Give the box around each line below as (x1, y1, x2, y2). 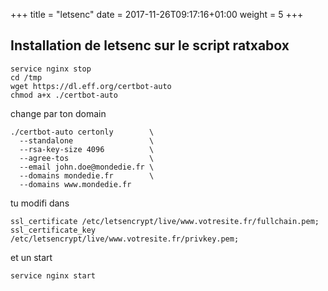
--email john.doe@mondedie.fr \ (19, 162, 155, 172)
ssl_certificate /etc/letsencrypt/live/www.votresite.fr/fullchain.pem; (10, 216, 320, 226)
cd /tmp (10, 72, 43, 83)
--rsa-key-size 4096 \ (19, 144, 155, 154)
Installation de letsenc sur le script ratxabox (10, 37, 290, 54)
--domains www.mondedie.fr (19, 179, 132, 189)
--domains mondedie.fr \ (19, 170, 155, 181)
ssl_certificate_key (10, 225, 97, 235)
